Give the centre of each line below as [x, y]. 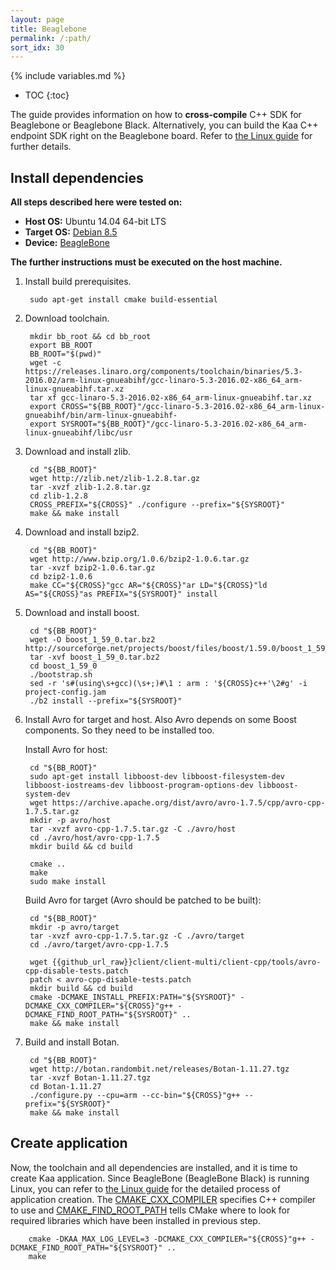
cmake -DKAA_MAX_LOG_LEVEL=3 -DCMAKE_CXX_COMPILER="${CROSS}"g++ [167, 1239]
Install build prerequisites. [78, 282]
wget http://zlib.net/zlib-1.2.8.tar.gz [115, 479]
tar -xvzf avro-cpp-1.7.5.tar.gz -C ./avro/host [133, 829]
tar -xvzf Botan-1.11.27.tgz [90, 1078]
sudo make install [68, 882]
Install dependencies [77, 177]
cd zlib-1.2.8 [59, 496]
